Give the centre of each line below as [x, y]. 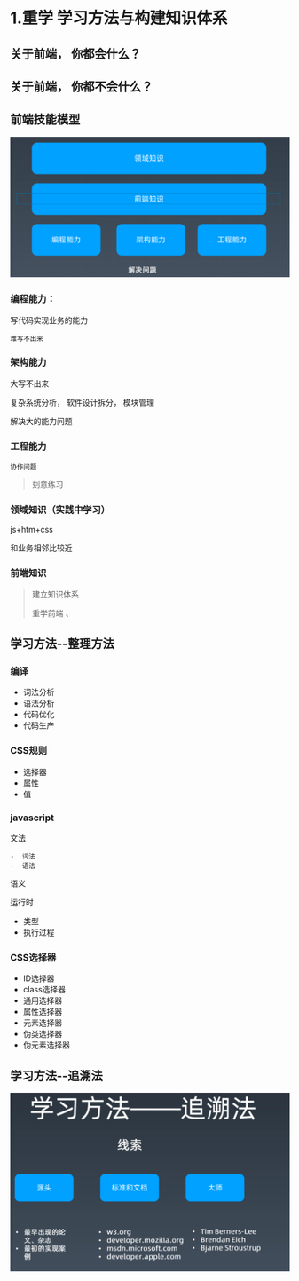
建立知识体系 [55, 594]
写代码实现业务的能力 [49, 320]
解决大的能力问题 [41, 421]
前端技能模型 [45, 119]
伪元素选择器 [46, 1045]
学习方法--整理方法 [62, 644]
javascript [32, 818]
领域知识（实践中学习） [60, 510]
